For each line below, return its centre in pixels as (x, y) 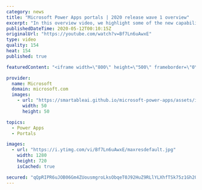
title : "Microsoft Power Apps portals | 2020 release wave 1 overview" (98, 17)
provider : (19, 78)
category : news (25, 12)
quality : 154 (23, 46)
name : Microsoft (32, 84)
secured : (17, 177)
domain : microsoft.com (40, 89)
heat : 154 (19, 51)
